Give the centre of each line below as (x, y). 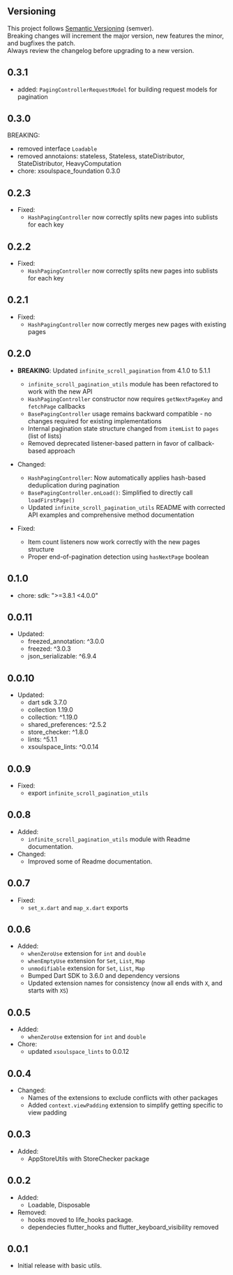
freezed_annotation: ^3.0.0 (66, 642)
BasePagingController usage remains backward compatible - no (120, 414)
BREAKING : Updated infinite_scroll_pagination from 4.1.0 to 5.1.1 (114, 370)
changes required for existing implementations (95, 421)
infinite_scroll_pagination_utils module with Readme (109, 839)
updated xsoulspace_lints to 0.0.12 (78, 1052)
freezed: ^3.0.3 (49, 649)
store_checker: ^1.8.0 (58, 732)
